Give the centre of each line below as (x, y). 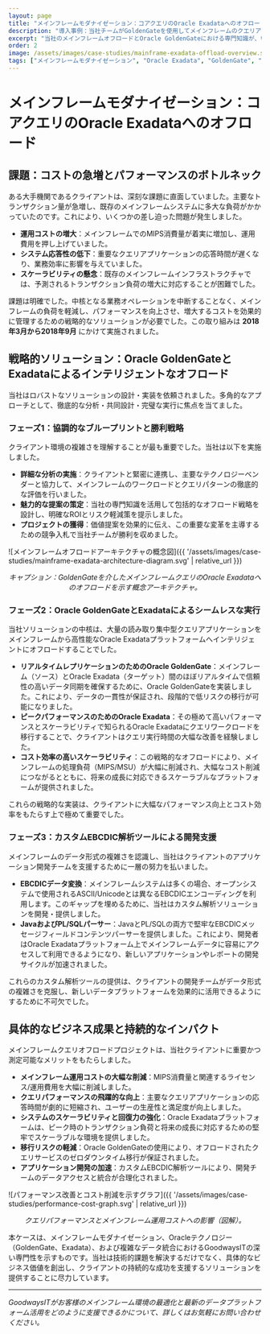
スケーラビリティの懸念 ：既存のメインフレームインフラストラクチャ (132, 274)
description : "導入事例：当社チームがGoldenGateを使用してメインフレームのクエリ (132, 31)
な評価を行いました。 (55, 494)
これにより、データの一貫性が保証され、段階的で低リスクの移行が (143, 696)
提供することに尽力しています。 (61, 1278)
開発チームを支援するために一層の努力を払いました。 (124, 866)
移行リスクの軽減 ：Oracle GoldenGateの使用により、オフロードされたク (139, 1147)
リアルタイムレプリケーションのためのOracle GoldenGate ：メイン (129, 667)
